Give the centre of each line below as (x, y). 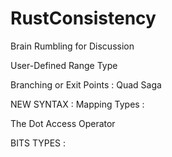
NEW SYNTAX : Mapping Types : (77, 104)
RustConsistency (83, 18)
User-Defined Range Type (64, 65)
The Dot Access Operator (63, 123)
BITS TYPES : (38, 143)
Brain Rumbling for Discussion (72, 46)
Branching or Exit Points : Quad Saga (86, 84)
